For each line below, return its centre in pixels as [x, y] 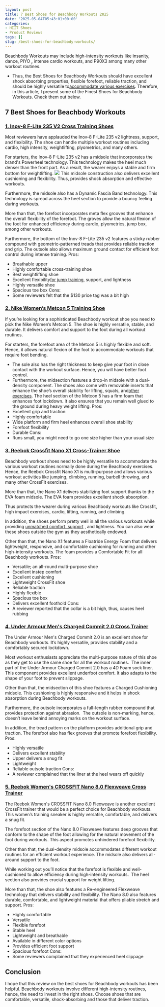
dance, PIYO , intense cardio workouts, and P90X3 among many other [76, 61]
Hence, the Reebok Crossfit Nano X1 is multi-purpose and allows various [79, 472]
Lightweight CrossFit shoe [39, 582]
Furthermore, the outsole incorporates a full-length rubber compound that [80, 708]
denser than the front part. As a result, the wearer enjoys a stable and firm [80, 168]
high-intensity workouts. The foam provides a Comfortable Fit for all [74, 552]
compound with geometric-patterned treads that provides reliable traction [80, 244]
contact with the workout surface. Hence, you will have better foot [79, 369]
